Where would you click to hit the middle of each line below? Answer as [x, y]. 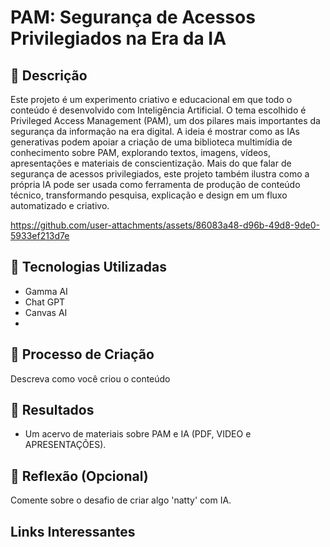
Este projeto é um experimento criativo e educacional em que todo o [151, 99]
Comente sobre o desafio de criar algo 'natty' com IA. [121, 500]
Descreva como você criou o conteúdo [90, 378]
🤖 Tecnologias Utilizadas [88, 267]
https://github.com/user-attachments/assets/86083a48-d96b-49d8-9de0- [165, 225]
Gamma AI [46, 291]
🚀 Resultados [52, 410]
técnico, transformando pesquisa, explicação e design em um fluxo [149, 195]
